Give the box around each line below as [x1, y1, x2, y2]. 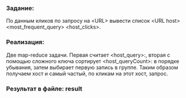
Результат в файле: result [6, 85, 83, 93]
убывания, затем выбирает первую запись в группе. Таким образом [6, 64, 178, 71]
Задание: [6, 4, 34, 12]
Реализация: [6, 38, 45, 46]
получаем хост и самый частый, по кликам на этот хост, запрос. [6, 70, 168, 77]
